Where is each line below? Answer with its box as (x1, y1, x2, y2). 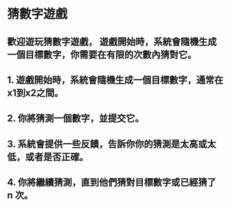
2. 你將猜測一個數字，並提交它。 (7, 113, 144, 124)
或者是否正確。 (25, 151, 89, 162)
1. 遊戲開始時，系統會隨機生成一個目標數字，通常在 (7, 74, 224, 86)
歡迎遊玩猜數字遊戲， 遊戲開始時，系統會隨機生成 (7, 36, 217, 47)
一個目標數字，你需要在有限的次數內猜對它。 (7, 49, 197, 61)
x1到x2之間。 (7, 87, 64, 98)
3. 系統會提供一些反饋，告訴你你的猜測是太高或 (7, 138, 207, 150)
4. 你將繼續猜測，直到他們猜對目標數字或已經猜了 (7, 177, 216, 188)
